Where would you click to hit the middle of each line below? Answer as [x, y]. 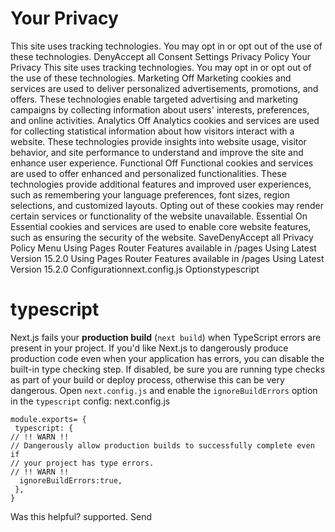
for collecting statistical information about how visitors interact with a [152, 131]
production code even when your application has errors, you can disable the [167, 358]
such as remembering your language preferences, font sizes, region [150, 194]
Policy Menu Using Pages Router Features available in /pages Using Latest [163, 248]
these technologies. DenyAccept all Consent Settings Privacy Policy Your [161, 56]
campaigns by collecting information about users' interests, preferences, [160, 109]
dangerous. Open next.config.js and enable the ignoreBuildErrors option [164, 390]
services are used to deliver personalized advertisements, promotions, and [164, 88]
